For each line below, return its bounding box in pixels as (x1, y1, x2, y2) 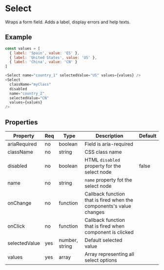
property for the (84, 162, 121, 169)
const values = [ (5, 46, 41, 51)
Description (95, 132, 123, 139)
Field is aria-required (84, 141, 133, 147)
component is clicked (84, 229, 134, 235)
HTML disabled (84, 156, 121, 163)
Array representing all (84, 251, 134, 257)
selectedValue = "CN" (9, 95, 49, 100)
